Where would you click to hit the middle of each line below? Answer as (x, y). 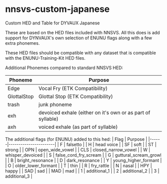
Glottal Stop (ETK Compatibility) (76, 96)
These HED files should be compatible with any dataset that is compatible (81, 53)
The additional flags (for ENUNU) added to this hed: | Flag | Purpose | (76, 139)
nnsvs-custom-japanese (57, 9)
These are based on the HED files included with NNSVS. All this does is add (83, 32)
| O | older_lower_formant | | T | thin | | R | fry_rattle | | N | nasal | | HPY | (79, 166)
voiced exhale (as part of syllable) (78, 127)
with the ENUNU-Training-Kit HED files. (45, 58)
